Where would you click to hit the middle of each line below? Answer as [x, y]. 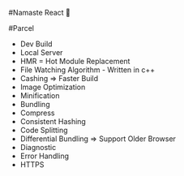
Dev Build [36, 44]
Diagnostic [38, 147]
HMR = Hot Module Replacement [75, 61]
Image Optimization [53, 87]
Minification [40, 96]
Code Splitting [44, 130]
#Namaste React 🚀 [40, 13]
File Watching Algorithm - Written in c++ [88, 70]
